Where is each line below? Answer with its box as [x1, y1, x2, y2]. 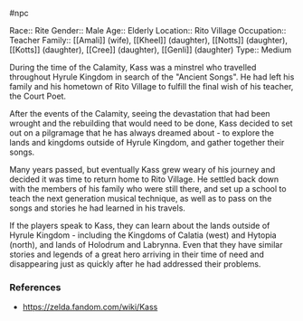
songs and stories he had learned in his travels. [9, 203, 185, 213]
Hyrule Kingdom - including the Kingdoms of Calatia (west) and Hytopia [9, 230, 278, 241]
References [9, 280, 62, 293]
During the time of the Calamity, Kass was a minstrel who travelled [9, 62, 257, 72]
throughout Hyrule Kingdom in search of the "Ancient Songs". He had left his [9, 71, 295, 82]
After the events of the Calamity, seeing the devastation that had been [9, 109, 270, 118]
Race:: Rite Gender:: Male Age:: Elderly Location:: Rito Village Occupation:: [9, 25, 287, 35]
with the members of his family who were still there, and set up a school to [9, 184, 287, 194]
